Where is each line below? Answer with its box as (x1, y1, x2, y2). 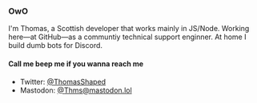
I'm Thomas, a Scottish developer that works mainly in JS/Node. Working (8, 24, 250, 34)
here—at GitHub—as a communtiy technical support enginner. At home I (8, 32, 247, 42)
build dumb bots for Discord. (8, 41, 102, 50)
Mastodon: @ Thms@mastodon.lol (19, 85, 132, 95)
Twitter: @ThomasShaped (19, 77, 106, 86)
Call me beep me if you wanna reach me (8, 58, 144, 69)
